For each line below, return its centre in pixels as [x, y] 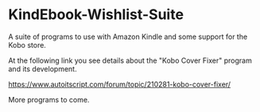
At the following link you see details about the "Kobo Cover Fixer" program [130, 60]
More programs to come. [49, 99]
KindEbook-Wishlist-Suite [96, 15]
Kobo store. [27, 44]
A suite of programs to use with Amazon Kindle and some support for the [128, 37]
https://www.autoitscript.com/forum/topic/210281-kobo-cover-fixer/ [120, 84]
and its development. [43, 68]
